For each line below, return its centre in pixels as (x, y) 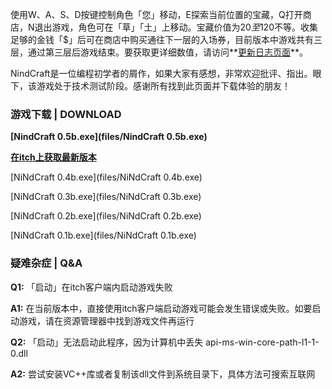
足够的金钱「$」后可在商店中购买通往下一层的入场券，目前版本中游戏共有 (162, 39)
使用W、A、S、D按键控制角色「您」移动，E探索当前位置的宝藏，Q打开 (156, 14)
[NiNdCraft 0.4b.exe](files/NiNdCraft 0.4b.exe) (106, 177)
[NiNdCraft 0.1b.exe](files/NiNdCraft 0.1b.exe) (103, 235)
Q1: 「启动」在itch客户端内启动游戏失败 (91, 287)
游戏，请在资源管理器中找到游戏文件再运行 (106, 320)
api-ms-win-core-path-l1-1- (262, 342)
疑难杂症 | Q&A (46, 263)
